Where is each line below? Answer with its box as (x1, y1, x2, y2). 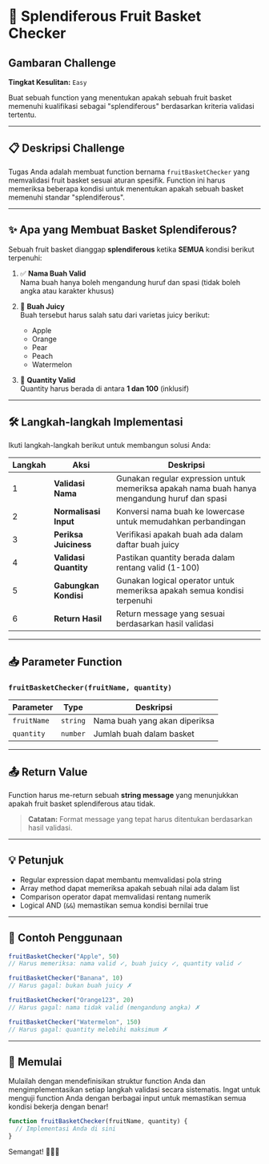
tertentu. (8, 110, 37, 119)
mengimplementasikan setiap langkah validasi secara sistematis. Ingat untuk (8, 1085, 261, 1094)
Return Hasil (53, 613, 102, 624)
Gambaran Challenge (8, 56, 116, 70)
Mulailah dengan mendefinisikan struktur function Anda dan (8, 1077, 206, 1086)
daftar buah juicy (115, 539, 180, 550)
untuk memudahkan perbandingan (115, 516, 246, 527)
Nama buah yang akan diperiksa (93, 715, 215, 727)
